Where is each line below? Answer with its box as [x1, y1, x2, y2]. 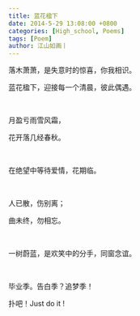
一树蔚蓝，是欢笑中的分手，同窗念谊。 [8, 249, 136, 258]
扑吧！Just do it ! [8, 299, 66, 309]
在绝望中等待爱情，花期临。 [8, 165, 101, 175]
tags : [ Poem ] [8, 34, 53, 43]
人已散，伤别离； [8, 199, 66, 208]
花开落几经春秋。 [8, 133, 66, 143]
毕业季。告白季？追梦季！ [8, 281, 94, 292]
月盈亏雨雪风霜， [8, 115, 66, 126]
